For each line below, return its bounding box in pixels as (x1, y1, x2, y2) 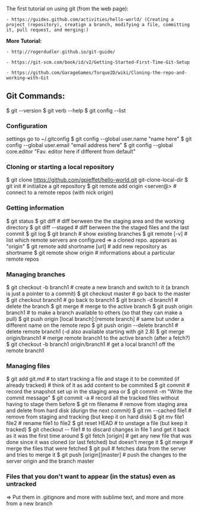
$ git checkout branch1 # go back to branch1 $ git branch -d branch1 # (6, 296, 178, 303)
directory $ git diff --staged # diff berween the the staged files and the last (6, 223, 189, 231)
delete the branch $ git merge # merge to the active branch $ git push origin (6, 303, 193, 310)
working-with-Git (6, 75, 49, 81)
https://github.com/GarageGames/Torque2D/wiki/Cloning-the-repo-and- (11, 70, 187, 76)
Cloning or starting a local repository (6, 163, 115, 171)
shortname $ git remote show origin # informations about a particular (6, 249, 175, 256)
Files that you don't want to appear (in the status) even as (6, 473, 176, 481)
